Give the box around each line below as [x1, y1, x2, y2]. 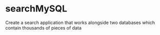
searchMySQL [5, 3, 68, 14]
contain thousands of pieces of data [5, 24, 82, 30]
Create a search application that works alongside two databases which [5, 19, 155, 25]
